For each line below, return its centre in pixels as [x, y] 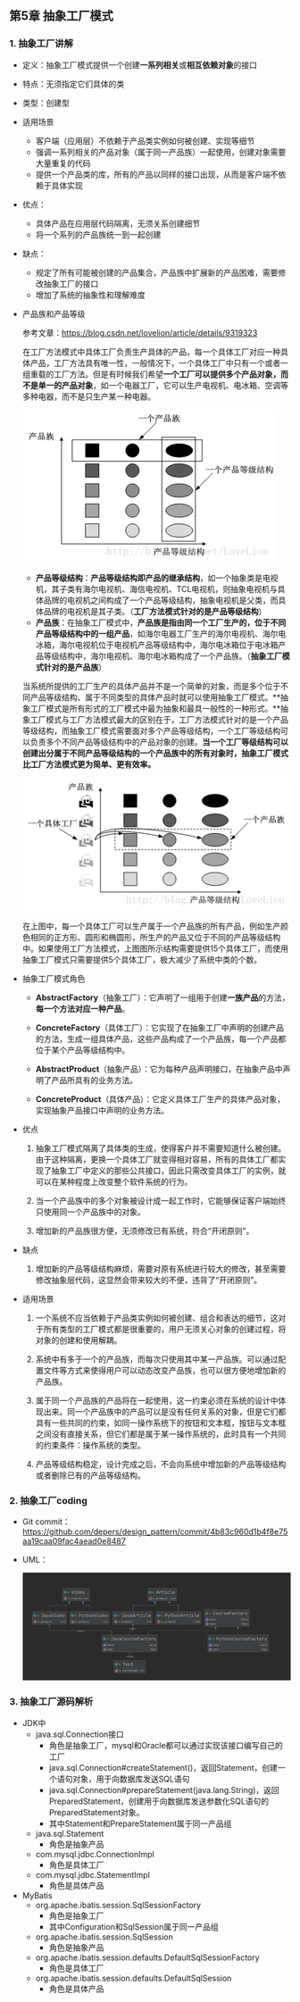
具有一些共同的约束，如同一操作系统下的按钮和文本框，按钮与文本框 [161, 1422]
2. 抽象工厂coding [48, 1500]
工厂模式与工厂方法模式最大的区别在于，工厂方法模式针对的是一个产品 [159, 719]
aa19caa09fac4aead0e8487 [74, 1541]
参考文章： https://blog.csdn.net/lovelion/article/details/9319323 [140, 332]
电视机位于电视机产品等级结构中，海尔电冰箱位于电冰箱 [176, 645]
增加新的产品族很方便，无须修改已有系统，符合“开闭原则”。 [145, 1230]
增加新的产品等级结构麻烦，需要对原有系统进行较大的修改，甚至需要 [161, 1268]
